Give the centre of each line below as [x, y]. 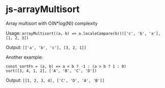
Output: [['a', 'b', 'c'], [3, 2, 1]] [46, 47]
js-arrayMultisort [43, 9]
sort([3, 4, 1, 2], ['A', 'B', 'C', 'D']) [51, 71]
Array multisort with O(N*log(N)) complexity [52, 23]
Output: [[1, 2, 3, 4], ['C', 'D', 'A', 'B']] [55, 80]
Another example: [24, 57]
